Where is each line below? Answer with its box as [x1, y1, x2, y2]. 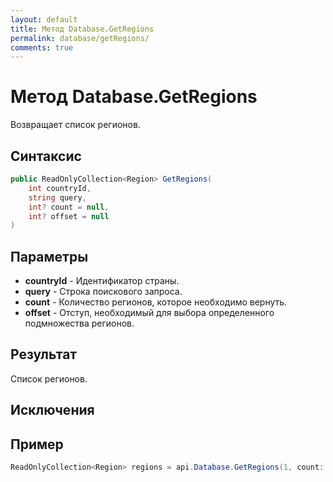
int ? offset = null [28, 211, 110, 221]
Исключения [10, 402, 95, 419]
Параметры [10, 248, 89, 265]
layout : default [10, 14, 78, 25]
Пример [10, 436, 64, 453]
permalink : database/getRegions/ [10, 33, 150, 43]
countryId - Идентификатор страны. [24, 275, 180, 287]
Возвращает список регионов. [10, 119, 141, 131]
